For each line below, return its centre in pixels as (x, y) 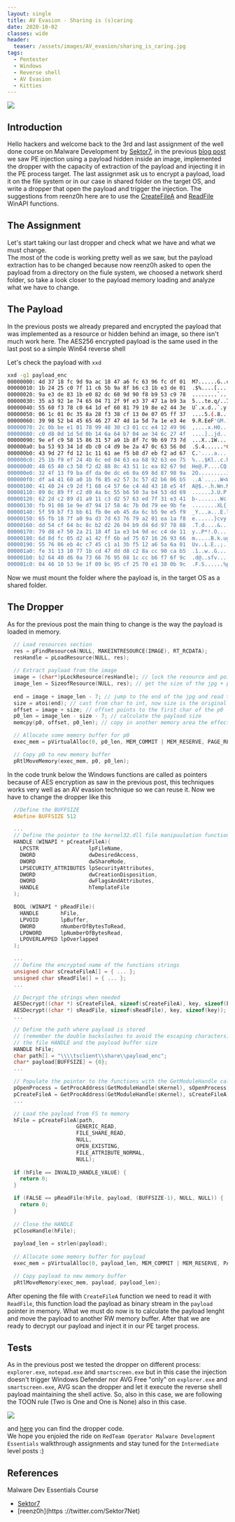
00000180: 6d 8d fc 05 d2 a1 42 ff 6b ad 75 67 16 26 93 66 (97, 538)
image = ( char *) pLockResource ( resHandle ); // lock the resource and (115, 677)
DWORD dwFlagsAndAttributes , (87, 881)
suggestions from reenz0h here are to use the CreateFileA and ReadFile (111, 196)
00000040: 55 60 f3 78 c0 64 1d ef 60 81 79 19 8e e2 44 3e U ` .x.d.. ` (114, 408)
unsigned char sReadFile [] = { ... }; (70, 978)
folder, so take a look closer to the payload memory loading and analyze (111, 280)
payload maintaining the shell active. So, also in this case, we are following (115, 1394)
